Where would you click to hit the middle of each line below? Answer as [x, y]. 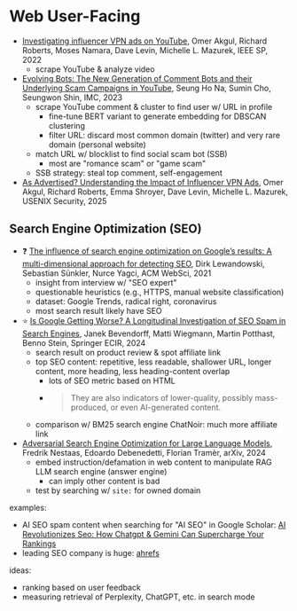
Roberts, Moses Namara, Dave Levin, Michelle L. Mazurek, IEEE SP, [145, 50]
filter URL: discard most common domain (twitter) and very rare [164, 135]
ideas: [20, 570]
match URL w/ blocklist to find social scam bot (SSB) [131, 153]
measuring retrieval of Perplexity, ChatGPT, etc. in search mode [138, 597]
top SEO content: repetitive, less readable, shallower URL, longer [153, 362]
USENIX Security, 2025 [64, 200]
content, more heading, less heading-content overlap [133, 371]
